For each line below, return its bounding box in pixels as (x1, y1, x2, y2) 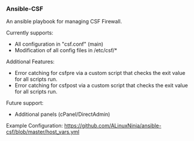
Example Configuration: (6, 122, 63, 129)
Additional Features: (6, 58, 55, 66)
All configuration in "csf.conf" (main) (14, 40, 104, 48)
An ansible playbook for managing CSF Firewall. (6, 18, 122, 25)
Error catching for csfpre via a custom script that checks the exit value (14, 70, 186, 77)
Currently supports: (6, 29, 53, 36)
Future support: (6, 99, 44, 106)
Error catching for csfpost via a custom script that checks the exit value (14, 82, 188, 89)
